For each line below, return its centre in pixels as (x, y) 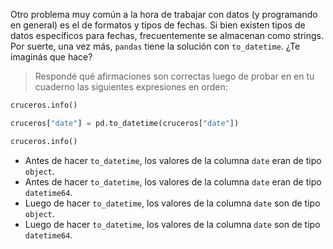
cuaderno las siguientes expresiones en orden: (131, 87)
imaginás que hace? (51, 57)
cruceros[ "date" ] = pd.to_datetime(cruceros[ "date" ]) (125, 123)
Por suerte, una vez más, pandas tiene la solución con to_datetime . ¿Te (155, 46)
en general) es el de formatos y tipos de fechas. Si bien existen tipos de (158, 25)
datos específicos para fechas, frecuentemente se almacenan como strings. (167, 35)
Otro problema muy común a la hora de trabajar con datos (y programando (164, 14)
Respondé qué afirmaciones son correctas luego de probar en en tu (174, 76)
